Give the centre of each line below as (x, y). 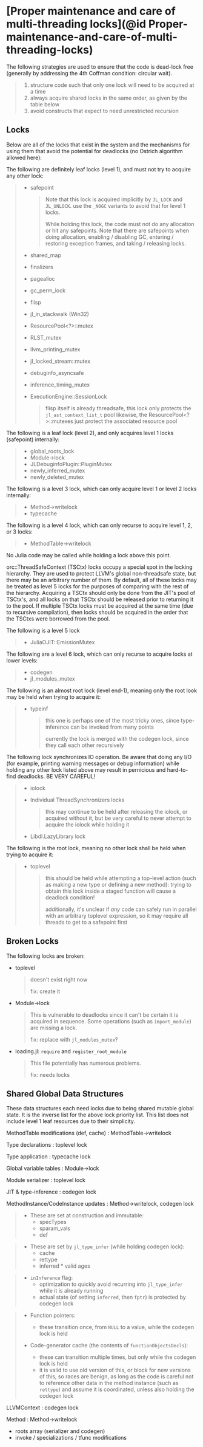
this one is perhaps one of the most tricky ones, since (112, 720)
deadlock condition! (70, 897)
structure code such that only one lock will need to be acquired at (112, 85)
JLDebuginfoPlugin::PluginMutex (71, 464)
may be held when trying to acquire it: (54, 696)
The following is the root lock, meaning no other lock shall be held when (96, 848)
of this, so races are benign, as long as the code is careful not (116, 1377)
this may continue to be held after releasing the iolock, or (116, 811)
